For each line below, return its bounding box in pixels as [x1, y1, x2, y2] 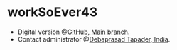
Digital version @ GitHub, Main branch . [17, 27, 130, 36]
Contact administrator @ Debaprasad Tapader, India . [17, 35, 171, 43]
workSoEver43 [7, 4, 98, 20]
